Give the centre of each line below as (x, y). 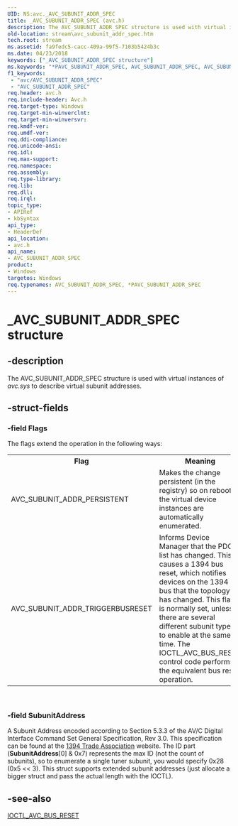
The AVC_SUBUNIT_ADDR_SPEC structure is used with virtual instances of (116, 378)
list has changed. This (195, 555)
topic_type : (25, 206)
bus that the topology (194, 591)
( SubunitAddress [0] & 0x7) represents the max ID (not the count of (106, 754)
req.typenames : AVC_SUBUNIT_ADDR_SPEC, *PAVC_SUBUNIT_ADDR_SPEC (104, 285)
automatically (181, 517)
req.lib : (20, 185)
